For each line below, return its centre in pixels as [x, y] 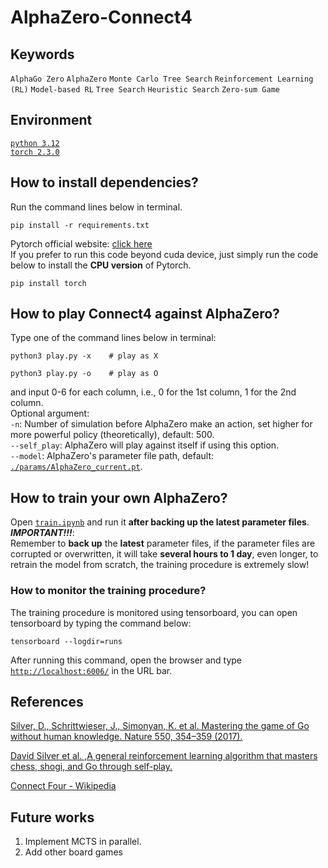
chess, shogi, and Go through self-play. [91, 767]
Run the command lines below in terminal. [96, 207]
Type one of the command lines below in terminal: [113, 338]
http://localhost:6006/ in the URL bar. [91, 670]
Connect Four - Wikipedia [63, 786]
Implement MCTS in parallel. [83, 842]
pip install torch [48, 283]
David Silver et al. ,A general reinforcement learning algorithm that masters [164, 756]
